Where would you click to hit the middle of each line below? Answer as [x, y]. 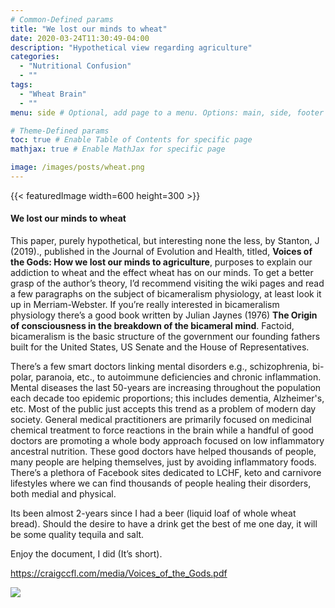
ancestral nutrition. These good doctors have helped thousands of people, [163, 452]
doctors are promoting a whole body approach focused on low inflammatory [167, 441]
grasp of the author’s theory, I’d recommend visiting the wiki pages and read [167, 283]
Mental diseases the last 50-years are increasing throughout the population [166, 388]
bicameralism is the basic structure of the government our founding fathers [165, 337]
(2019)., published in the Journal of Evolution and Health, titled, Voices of [161, 252]
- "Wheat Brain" [53, 94]
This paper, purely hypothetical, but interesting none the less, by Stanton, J [165, 241]
